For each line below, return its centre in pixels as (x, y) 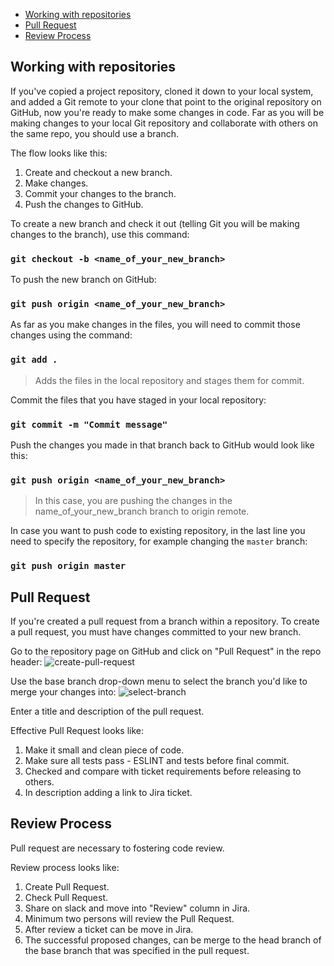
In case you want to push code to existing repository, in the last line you (158, 531)
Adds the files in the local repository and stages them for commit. (169, 380)
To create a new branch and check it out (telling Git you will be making (155, 223)
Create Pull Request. (67, 886)
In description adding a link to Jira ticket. (108, 793)
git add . (34, 360)
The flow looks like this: (59, 153)
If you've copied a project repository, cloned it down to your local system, (162, 91)
